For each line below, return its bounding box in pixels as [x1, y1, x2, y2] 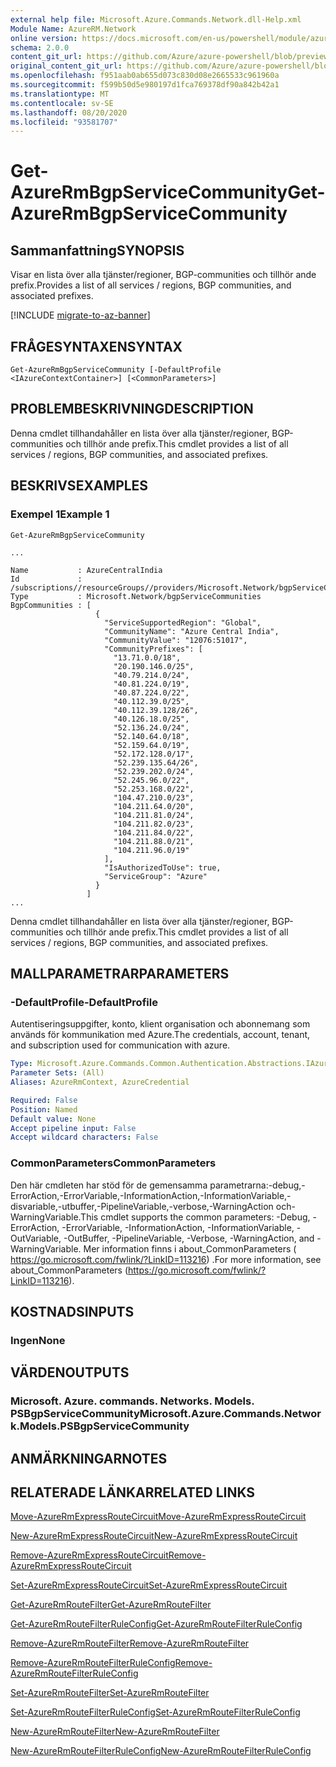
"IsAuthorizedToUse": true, [104, 862, 222, 873]
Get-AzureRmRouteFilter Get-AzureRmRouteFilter [10, 1599, 212, 1611]
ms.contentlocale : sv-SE [10, 98, 114, 108]
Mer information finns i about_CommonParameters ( [83, 1242, 297, 1255]
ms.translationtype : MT [10, 89, 110, 99]
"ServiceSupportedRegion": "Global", [104, 617, 262, 628]
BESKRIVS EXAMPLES [10, 477, 149, 495]
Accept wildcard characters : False [10, 1132, 159, 1143]
